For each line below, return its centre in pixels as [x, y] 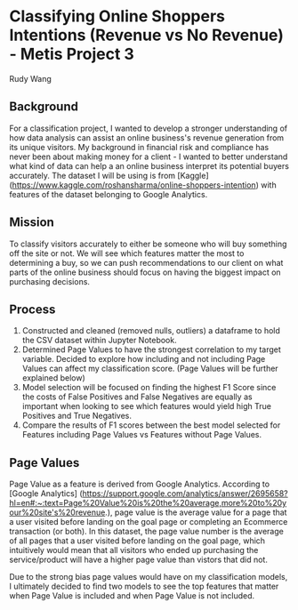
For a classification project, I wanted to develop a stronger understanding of [148, 128]
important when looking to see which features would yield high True [146, 406]
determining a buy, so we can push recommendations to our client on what [146, 262]
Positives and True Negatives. [77, 416]
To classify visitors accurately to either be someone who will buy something [148, 244]
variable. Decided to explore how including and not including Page [144, 359]
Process [32, 309]
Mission [32, 223]
